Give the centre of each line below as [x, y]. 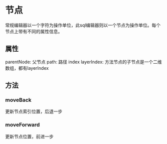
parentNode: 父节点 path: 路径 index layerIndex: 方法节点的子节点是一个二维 [83, 62]
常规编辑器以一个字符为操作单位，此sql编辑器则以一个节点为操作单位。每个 [83, 25]
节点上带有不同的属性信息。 [34, 31]
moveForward [23, 125]
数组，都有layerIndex [27, 68]
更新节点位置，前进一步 [29, 136]
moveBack [18, 100]
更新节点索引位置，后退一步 [34, 111]
